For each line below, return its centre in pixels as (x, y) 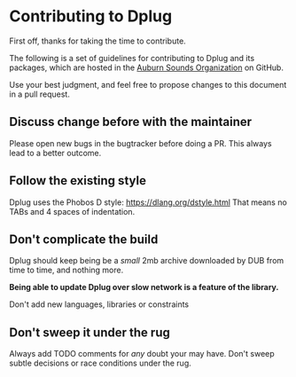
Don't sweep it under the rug (90, 332)
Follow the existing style (78, 181)
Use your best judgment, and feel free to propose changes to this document (148, 84)
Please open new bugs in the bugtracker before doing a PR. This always (140, 143)
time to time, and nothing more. (66, 270)
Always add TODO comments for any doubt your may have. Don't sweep (142, 354)
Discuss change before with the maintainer (131, 122)
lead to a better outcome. (55, 153)
